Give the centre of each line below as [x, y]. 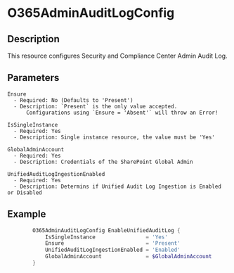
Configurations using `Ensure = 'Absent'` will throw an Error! [122, 113]
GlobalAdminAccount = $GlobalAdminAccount [128, 257]
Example [27, 214]
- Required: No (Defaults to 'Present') [73, 100]
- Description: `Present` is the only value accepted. [96, 106]
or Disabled [25, 192]
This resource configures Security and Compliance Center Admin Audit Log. [117, 56]
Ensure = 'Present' [112, 243]
